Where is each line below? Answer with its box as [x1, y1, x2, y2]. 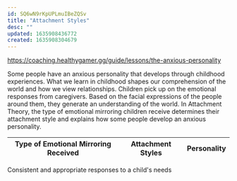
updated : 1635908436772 [7, 30, 78, 37]
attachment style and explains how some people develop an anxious [7, 115, 207, 124]
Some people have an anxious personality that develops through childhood [7, 70, 225, 78]
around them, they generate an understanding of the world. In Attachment [7, 100, 222, 108]
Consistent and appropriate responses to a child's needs [7, 165, 172, 174]
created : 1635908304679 [7, 37, 78, 44]
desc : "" [7, 23, 33, 30]
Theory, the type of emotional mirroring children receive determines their [7, 107, 220, 116]
